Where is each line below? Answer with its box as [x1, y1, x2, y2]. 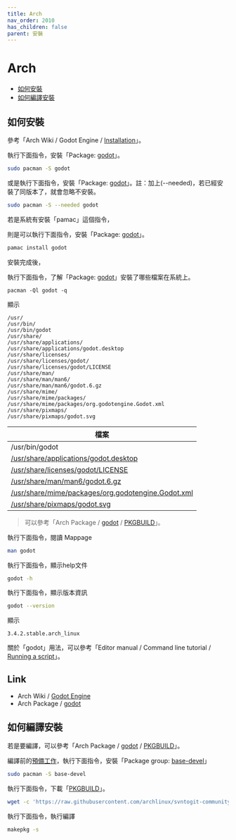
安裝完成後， [7, 258, 44, 266]
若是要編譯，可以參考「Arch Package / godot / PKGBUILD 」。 [7, 741, 184, 750]
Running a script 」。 [7, 653, 65, 661]
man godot [7, 547, 37, 554]
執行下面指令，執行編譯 [7, 812, 75, 820]
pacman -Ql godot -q [7, 287, 68, 294]
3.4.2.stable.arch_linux [7, 630, 80, 638]
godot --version [7, 603, 55, 610]
